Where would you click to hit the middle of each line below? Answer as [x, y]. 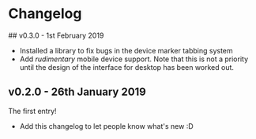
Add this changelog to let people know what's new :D [106, 126]
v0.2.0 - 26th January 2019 [77, 92]
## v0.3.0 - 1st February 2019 [56, 35]
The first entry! [32, 111]
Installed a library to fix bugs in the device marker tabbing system [126, 50]
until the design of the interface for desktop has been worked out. [127, 67]
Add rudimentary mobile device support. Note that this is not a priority [134, 59]
